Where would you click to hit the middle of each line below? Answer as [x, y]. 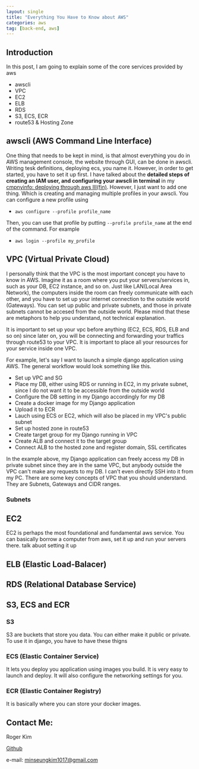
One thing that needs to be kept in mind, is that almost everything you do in [98, 155]
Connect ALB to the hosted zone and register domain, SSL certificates [101, 447]
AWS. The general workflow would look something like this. [79, 366]
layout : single [25, 12]
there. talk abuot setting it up [41, 545]
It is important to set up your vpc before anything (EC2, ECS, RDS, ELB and [98, 329]
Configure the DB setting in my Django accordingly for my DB [90, 397]
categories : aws [26, 23]
